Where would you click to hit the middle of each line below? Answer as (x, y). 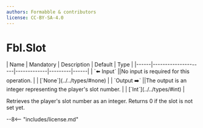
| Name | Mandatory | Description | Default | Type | (70, 65)
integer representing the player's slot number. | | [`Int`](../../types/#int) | (96, 90)
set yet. (16, 108)
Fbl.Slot (26, 48)
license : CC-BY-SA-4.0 (35, 18)
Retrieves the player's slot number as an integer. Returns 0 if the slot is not (100, 101)
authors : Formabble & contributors (51, 12)
